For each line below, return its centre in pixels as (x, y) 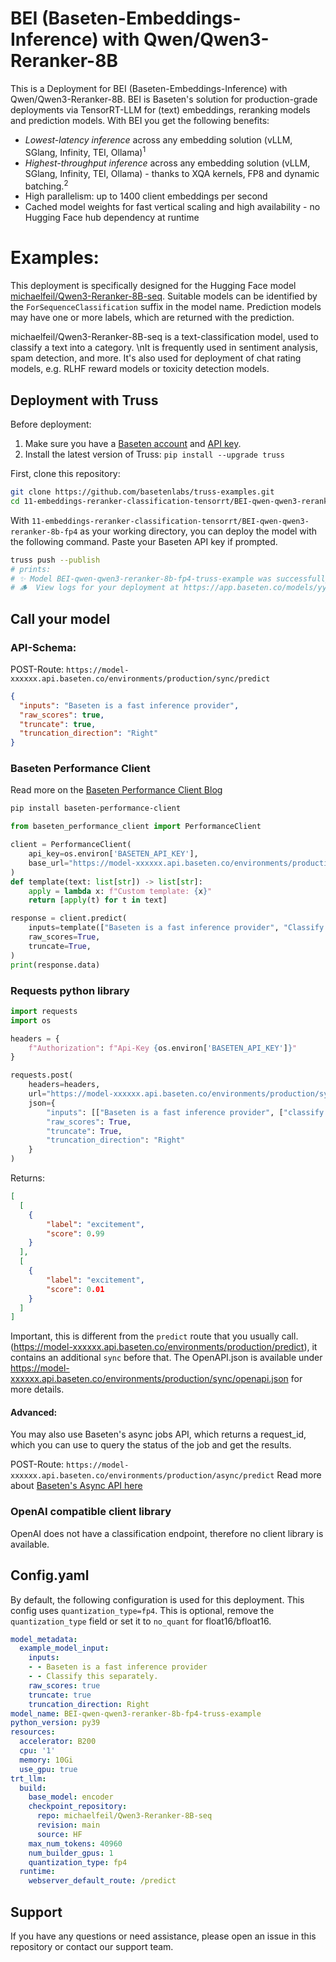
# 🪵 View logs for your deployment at (95, 588)
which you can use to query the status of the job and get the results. (151, 1445)
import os (31, 1020)
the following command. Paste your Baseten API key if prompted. (144, 541)
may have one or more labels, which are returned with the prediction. (152, 318)
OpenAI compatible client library (91, 1512)
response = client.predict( (69, 918)
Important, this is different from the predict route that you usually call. (154, 1336)
